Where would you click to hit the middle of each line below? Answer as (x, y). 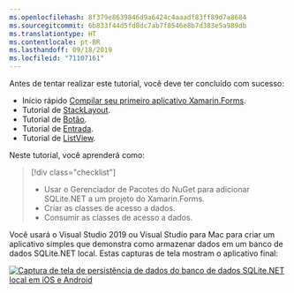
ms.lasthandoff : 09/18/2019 (61, 50)
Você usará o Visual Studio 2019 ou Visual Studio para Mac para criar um (142, 234)
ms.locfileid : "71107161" (57, 58)
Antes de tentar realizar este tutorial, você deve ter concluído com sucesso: (147, 83)
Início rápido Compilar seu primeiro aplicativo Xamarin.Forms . (134, 101)
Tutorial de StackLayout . (66, 110)
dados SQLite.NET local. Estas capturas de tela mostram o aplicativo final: (143, 253)
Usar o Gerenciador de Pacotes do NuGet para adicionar (147, 189)
